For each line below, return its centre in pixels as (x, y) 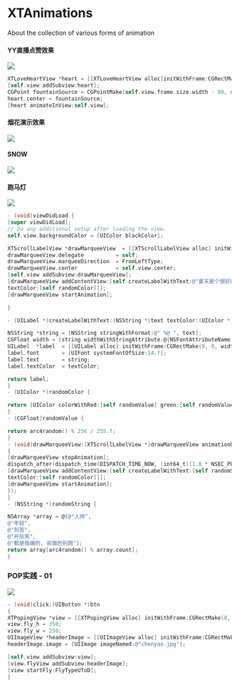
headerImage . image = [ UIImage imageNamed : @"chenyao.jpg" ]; (97, 644)
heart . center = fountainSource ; (55, 98)
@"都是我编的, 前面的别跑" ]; (45, 543)
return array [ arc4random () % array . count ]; (73, 550)
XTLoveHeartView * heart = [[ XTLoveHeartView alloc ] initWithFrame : (108, 79)
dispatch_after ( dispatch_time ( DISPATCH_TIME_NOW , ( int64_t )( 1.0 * (108, 464)
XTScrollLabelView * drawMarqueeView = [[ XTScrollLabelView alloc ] (110, 248)
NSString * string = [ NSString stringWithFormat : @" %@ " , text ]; (105, 333)
